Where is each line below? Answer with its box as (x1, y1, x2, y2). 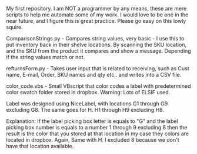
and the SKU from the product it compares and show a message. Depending (6, 47, 191, 54)
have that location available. (6, 143, 74, 149)
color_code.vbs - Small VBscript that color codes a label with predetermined (6, 83, 191, 90)
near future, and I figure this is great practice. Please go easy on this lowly (6, 18, 186, 24)
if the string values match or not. (6, 54, 85, 60)
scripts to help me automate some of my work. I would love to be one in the (6, 11, 189, 18)
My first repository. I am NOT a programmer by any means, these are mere (6, 5, 187, 12)
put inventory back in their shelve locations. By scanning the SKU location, (6, 41, 187, 48)
